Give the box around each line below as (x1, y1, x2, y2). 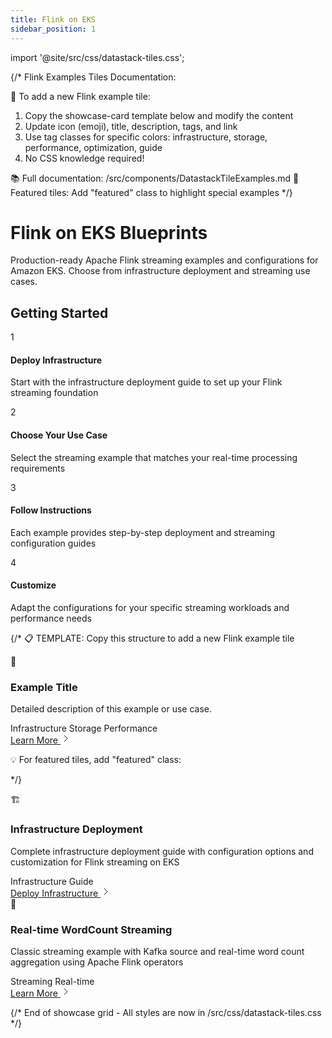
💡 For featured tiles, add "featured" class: (10, 754, 182, 766)
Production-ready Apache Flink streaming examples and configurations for (10, 254, 319, 266)
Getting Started (10, 304, 109, 321)
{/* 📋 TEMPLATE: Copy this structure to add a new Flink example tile (10, 632, 295, 645)
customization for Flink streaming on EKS (10, 856, 180, 868)
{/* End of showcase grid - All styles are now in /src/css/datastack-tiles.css (10, 1006, 322, 1018)
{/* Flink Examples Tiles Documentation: (10, 71, 177, 83)
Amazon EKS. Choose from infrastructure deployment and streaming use (10, 265, 311, 277)
